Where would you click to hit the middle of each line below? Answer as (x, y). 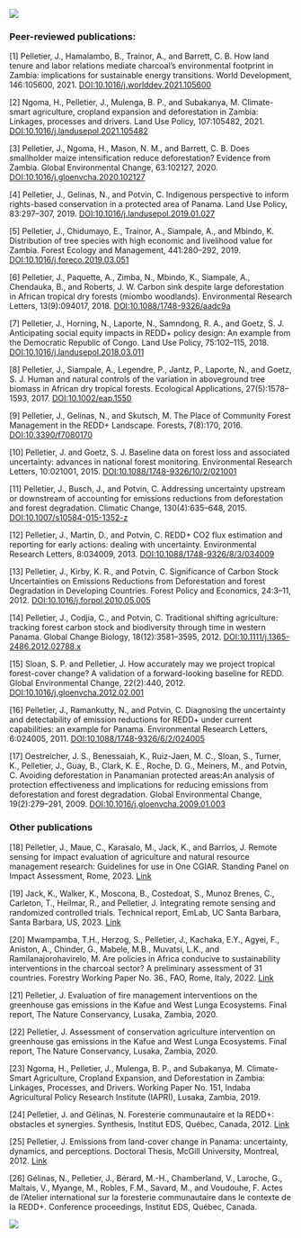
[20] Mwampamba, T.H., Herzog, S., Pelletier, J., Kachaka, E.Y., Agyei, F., (145, 939)
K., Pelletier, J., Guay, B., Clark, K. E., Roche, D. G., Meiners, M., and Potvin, (148, 766)
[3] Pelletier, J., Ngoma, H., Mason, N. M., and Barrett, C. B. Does (129, 149)
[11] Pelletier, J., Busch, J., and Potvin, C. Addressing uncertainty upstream (147, 489)
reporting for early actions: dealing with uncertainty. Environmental (133, 545)
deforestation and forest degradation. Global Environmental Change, (136, 795)
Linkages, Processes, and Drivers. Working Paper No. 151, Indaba (130, 1087)
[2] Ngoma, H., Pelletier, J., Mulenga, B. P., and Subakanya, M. (124, 103)
